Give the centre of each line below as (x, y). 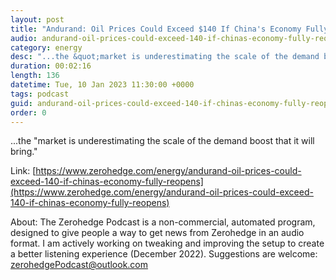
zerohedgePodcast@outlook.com (79, 265)
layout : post (37, 19)
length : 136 (35, 76)
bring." (24, 152)
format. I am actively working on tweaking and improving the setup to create (167, 243)
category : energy (46, 47)
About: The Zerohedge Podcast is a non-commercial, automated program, (163, 222)
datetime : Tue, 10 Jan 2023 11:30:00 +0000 (102, 85)
